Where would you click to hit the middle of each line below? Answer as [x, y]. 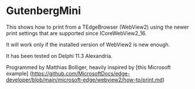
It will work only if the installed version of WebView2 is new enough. [88, 44]
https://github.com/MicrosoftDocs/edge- [81, 73]
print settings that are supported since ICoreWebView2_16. [76, 33]
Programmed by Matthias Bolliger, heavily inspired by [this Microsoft [88, 67]
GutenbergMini [43, 11]
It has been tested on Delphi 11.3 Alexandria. [59, 56]
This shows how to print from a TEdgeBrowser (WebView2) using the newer [97, 27]
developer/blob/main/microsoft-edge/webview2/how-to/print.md [84, 80]
